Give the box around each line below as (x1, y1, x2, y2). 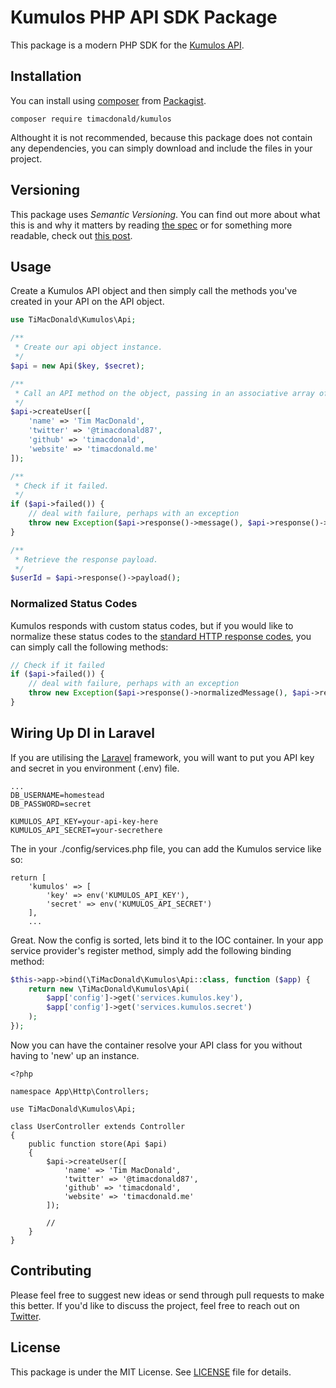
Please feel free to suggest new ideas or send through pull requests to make (10, 1289, 325, 1301)
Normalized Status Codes (10, 597, 138, 611)
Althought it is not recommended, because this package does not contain (10, 131, 313, 143)
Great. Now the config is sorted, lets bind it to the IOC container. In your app (10, 934, 324, 946)
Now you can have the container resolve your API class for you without (10, 1039, 303, 1051)
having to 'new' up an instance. (10, 1049, 140, 1061)
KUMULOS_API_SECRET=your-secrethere (10, 825, 163, 835)
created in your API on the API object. (10, 296, 165, 308)
